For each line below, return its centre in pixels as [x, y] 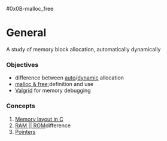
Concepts [21, 106]
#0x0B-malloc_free [30, 9]
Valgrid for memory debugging [53, 91]
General [26, 33]
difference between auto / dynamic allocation [69, 78]
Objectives [22, 65]
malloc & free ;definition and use [54, 84]
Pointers [25, 131]
